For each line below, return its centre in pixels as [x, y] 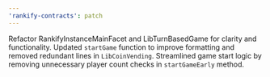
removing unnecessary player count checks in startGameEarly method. [127, 64]
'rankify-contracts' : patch [56, 16]
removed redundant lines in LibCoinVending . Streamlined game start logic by [135, 55]
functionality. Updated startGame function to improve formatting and [121, 47]
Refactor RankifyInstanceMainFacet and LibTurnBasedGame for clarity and [133, 38]
